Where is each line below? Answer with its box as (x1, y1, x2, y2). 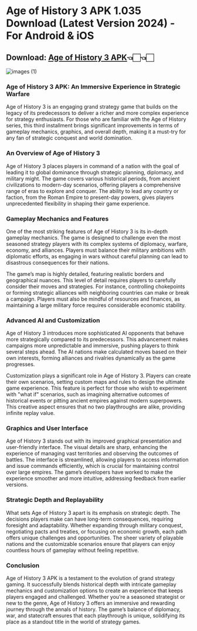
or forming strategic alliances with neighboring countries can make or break (6, 289, 189, 296)
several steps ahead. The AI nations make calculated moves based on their (6, 348, 188, 356)
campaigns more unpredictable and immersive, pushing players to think (6, 342, 179, 349)
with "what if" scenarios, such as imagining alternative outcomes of (6, 391, 169, 398)
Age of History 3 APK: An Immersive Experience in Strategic (6, 82, 181, 90)
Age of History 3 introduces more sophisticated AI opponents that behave (6, 330, 185, 337)
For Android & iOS (6, 29, 94, 42)
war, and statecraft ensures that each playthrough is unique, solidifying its (6, 612, 185, 619)
